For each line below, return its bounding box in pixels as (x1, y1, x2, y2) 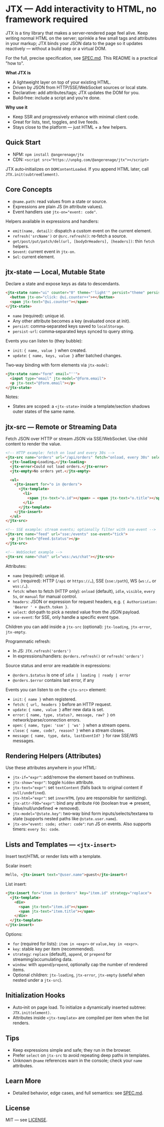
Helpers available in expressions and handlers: (5, 218, 99, 224)
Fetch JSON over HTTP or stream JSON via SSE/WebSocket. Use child (5, 436, 147, 442)
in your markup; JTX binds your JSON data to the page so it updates (5, 40, 143, 46)
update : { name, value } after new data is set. (12, 706, 104, 712)
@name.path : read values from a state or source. (12, 198, 108, 204)
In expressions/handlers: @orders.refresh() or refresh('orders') (12, 653, 144, 659)
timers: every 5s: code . (12, 826, 60, 832)
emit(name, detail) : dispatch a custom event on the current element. (12, 227, 152, 233)
